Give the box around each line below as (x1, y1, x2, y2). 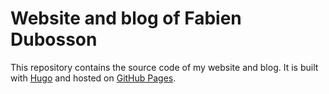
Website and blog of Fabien (10, 7, 242, 30)
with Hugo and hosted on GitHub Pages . (10, 72, 177, 84)
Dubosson (10, 28, 98, 51)
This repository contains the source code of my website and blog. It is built (10, 61, 319, 73)
